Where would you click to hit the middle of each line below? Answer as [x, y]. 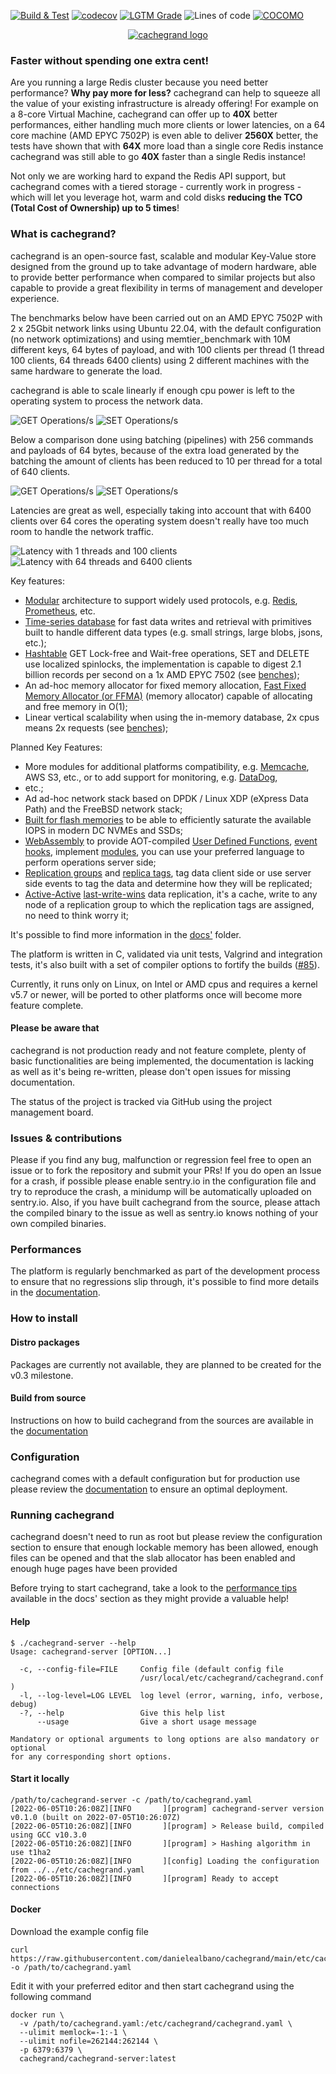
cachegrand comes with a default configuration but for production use [155, 1479]
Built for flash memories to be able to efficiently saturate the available [168, 819]
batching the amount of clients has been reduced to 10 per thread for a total [166, 461]
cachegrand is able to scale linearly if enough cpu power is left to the [152, 390]
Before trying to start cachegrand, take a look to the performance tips [154, 1588]
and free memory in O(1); [76, 706]
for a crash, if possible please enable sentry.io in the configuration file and [163, 1181]
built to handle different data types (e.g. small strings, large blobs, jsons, [173, 632]
